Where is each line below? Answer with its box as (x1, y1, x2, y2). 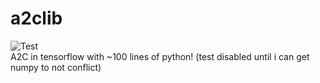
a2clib (10, 7, 63, 30)
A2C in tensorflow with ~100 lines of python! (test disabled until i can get (10, 50, 310, 62)
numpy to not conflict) (10, 61, 102, 73)
